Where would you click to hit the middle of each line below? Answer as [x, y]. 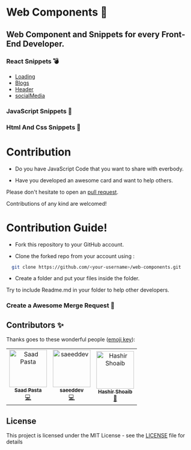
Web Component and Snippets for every [83, 34]
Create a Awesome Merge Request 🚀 [61, 305]
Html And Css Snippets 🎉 [44, 127]
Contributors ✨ [35, 325]
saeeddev [72, 390]
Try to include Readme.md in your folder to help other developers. [88, 290]
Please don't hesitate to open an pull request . [62, 192]
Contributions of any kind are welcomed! [56, 203]
